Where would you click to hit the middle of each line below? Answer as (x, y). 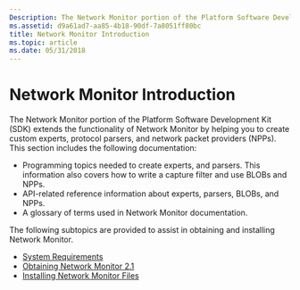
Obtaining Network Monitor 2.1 (78, 266)
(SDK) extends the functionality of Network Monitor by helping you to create (150, 129)
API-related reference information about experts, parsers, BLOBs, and (150, 194)
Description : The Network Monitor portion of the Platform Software (139, 17)
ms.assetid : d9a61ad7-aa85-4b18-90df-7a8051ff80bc (105, 26)
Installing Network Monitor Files (81, 276)
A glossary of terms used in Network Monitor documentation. (135, 213)
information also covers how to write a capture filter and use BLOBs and (154, 175)
